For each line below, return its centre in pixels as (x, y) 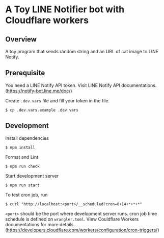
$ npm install (20, 147)
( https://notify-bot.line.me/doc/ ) (39, 91)
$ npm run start (22, 185)
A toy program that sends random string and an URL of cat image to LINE (82, 51)
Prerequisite (25, 73)
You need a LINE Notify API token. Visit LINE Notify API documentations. (81, 85)
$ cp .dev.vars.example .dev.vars (42, 110)
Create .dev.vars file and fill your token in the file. (58, 100)
